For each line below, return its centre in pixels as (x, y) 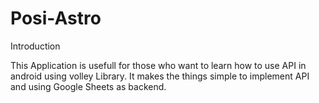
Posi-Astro (56, 18)
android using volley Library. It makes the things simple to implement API (160, 76)
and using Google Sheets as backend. (88, 86)
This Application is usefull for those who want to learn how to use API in (158, 65)
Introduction (35, 46)
